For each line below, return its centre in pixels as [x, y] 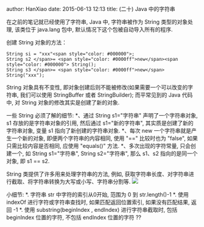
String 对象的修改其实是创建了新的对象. [70, 103]
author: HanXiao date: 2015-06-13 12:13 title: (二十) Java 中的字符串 [91, 9]
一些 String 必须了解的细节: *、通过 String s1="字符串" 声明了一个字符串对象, [102, 115]
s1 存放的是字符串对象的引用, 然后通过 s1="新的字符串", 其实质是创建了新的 [100, 123]
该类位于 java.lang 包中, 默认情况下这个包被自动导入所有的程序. [93, 30]
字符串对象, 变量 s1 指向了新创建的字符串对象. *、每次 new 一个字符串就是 [99, 131]
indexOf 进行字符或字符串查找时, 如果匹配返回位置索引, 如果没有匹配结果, [98, 202]
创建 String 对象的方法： [37, 42]
